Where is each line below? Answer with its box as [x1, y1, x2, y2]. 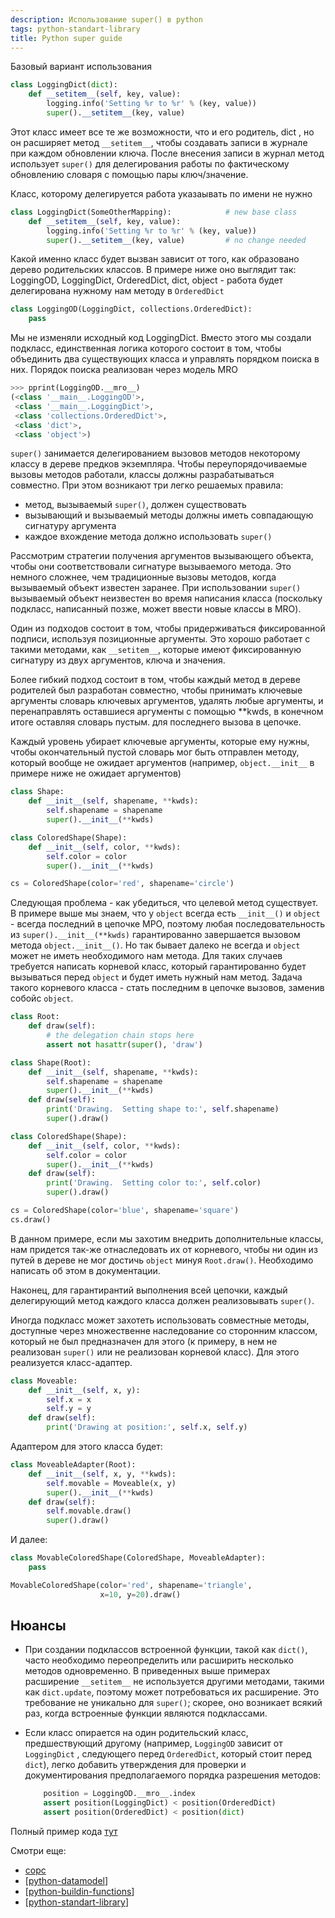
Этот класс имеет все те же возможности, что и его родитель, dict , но [10, 126, 315, 138]
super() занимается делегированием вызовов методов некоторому [10, 447, 301, 460]
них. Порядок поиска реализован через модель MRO [10, 364, 238, 376]
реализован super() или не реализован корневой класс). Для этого [10, 1346, 300, 1358]
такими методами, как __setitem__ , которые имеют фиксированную [10, 644, 302, 656]
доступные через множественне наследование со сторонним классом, [10, 1324, 318, 1336]
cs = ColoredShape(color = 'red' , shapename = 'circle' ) [10, 879, 235, 889]
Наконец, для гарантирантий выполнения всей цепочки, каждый [10, 1284, 288, 1296]
